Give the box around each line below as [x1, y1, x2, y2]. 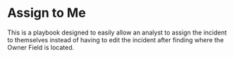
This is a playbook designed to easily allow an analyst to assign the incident [7, 28, 227, 37]
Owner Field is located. [7, 43, 75, 51]
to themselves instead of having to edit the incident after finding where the [7, 35, 224, 44]
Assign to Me [7, 5, 86, 21]
